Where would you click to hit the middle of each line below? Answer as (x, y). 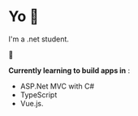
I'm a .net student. (39, 39)
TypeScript (39, 95)
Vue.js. (32, 103)
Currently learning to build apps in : (69, 70)
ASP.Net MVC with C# (57, 86)
